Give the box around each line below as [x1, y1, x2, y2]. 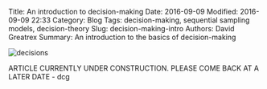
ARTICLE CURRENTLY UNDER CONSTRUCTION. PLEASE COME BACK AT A [8, 63, 260, 73]
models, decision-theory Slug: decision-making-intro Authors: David [8, 24, 235, 33]
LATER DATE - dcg [8, 72, 70, 81]
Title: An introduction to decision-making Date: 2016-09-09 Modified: [8, 7, 239, 16]
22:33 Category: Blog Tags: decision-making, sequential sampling [31, 15, 250, 25]
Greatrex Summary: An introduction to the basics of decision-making [8, 32, 236, 42]
